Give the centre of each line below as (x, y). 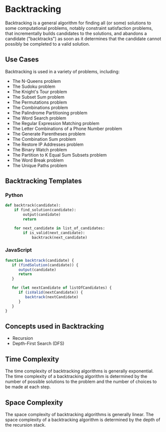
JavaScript (19, 250)
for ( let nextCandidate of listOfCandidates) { (62, 288)
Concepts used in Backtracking (55, 326)
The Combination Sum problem (44, 139)
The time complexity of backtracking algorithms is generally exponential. (79, 371)
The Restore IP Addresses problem (48, 144)
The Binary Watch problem (40, 149)
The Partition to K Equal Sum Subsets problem (59, 155)
